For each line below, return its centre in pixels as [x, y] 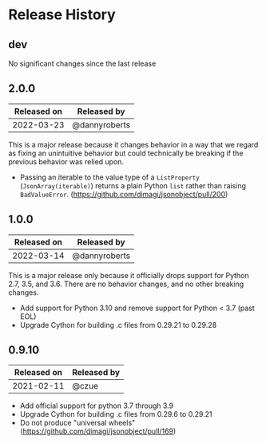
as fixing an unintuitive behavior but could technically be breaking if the [126, 153]
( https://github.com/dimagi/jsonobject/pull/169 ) [98, 431]
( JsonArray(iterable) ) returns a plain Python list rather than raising [133, 185]
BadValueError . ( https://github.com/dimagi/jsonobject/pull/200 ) [124, 194]
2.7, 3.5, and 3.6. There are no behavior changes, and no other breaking [126, 284]
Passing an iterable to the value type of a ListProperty [109, 177]
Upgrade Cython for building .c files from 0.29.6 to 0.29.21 [116, 414]
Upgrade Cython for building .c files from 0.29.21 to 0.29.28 [118, 325]
